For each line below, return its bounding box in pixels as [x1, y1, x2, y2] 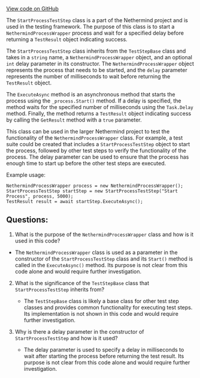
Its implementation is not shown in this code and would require [23, 310, 178, 317]
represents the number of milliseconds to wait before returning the [6, 73, 171, 80]
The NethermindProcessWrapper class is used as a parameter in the [14, 249, 178, 256]
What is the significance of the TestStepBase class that [14, 279, 150, 286]
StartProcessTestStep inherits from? [14, 286, 105, 293]
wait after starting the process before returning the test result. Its [23, 352, 184, 359]
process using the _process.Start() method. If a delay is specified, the [6, 97, 181, 104]
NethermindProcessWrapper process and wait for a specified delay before [6, 29, 184, 37]
